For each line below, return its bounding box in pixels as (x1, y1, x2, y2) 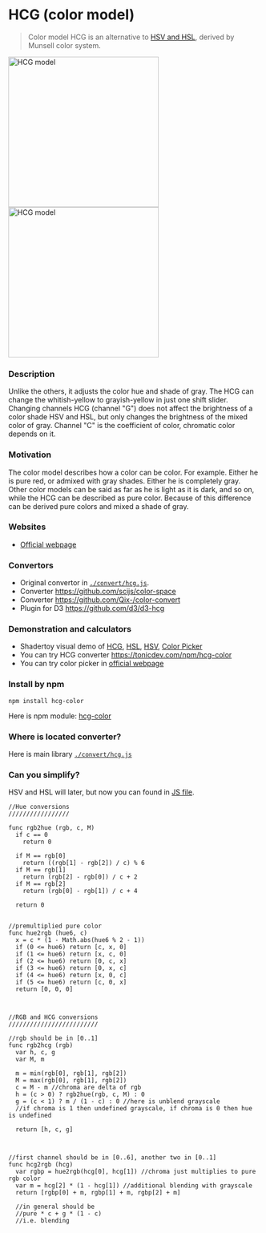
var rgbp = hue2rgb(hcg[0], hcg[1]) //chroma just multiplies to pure (15, 1168, 256, 1176)
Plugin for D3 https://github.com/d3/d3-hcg (19, 604, 165, 613)
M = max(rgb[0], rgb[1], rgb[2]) (15, 1077, 127, 1085)
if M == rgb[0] (15, 852, 66, 860)
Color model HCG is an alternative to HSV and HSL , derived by (27, 32, 235, 42)
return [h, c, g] (15, 1126, 74, 1134)
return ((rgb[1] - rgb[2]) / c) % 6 (22, 859, 146, 867)
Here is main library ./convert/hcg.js (8, 750, 132, 759)
